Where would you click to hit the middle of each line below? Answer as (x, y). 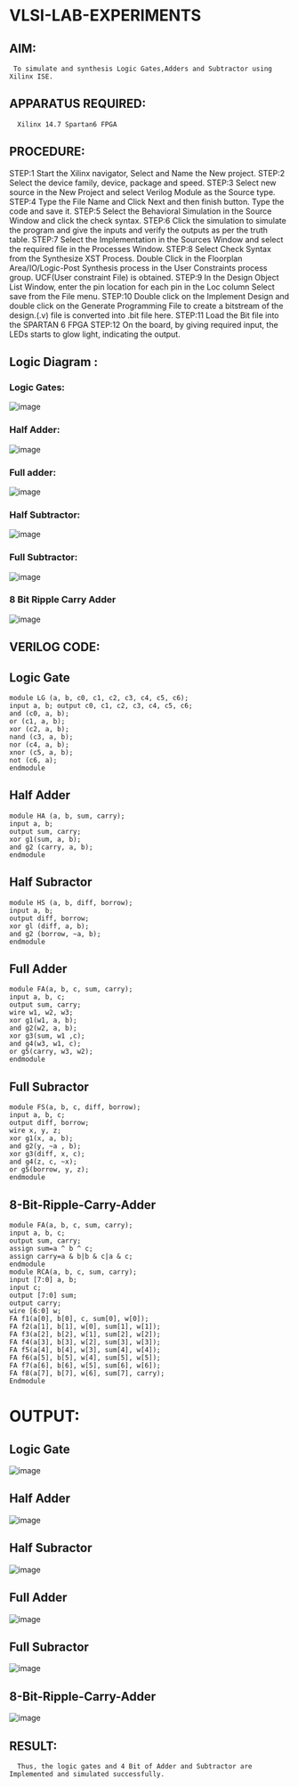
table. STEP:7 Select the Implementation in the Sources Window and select (146, 239)
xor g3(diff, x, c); (48, 1155)
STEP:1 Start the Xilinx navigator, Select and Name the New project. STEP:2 (147, 173)
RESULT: (33, 1746)
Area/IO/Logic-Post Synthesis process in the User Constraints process (138, 267)
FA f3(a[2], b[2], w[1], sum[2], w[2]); (85, 1334)
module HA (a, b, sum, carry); (67, 816)
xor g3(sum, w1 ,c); (48, 1036)
